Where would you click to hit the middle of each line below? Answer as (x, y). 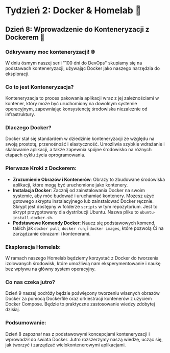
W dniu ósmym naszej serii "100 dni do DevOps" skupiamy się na (74, 63)
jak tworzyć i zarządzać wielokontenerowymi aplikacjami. (66, 345)
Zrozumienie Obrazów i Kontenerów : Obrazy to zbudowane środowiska (89, 179)
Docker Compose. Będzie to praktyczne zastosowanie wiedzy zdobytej (80, 304)
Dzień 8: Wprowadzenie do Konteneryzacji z (77, 29)
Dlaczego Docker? (29, 128)
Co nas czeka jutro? (30, 282)
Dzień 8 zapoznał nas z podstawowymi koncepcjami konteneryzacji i (78, 334)
